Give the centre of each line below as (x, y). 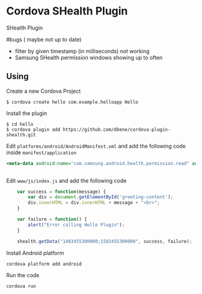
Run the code (23, 275)
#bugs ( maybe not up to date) (44, 39)
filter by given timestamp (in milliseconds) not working (82, 51)
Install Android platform (35, 253)
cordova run (21, 286)
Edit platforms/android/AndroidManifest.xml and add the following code (96, 146)
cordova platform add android (44, 264)
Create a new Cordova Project (44, 91)
